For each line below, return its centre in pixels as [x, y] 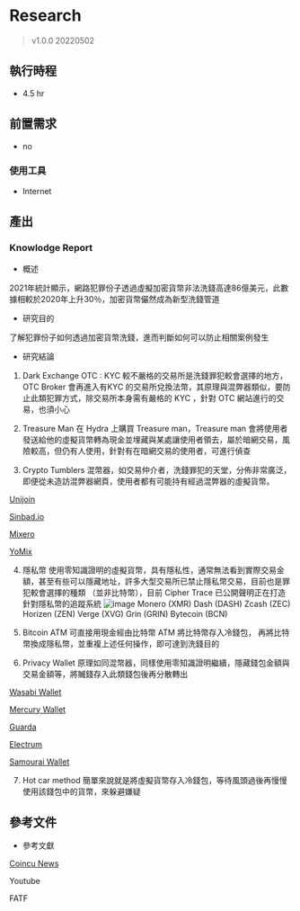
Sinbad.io [27, 516]
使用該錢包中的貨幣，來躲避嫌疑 [81, 791]
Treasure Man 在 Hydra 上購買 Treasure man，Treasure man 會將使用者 [155, 428]
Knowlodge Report [51, 248]
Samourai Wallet [40, 762]
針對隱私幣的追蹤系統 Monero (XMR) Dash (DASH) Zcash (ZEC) [156, 603]
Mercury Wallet [37, 709]
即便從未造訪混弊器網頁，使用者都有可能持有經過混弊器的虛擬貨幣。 [148, 481]
